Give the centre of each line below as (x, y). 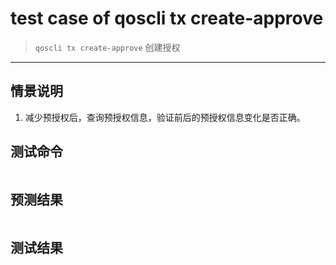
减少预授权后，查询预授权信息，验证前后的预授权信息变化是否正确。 (165, 117)
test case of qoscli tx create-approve (167, 18)
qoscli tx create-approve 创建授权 (107, 47)
